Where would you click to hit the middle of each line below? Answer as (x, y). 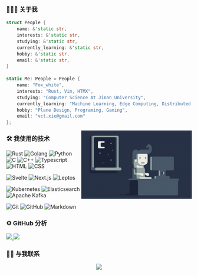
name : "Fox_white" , (41, 85)
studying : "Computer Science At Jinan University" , (81, 98)
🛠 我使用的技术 (28, 139)
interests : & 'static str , (49, 35)
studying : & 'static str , (47, 41)
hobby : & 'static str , (43, 54)
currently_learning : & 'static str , (60, 48)
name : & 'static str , (42, 29)
